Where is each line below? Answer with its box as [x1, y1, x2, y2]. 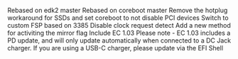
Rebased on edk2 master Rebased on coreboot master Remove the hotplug [7, 6, 228, 14]
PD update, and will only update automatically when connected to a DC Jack [7, 36, 232, 45]
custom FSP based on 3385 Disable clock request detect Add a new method [7, 21, 231, 29]
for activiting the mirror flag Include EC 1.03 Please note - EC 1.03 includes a [7, 28, 231, 37]
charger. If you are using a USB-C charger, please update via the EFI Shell [7, 44, 224, 52]
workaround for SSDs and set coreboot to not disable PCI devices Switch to [7, 14, 229, 22]
